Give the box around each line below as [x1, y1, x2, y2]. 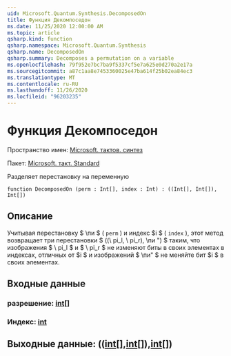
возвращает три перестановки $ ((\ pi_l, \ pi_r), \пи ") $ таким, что [7, 235, 201, 244]
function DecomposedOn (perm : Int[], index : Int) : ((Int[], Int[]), [7, 185, 217, 193]
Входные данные [7, 278, 86, 290]
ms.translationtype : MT [7, 74, 76, 81]
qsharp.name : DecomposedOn [7, 49, 85, 56]
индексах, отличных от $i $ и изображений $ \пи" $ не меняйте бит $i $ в [7, 251, 224, 259]
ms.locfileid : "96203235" [7, 94, 81, 101]
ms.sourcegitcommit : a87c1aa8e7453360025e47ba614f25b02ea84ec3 [7, 67, 193, 74]
